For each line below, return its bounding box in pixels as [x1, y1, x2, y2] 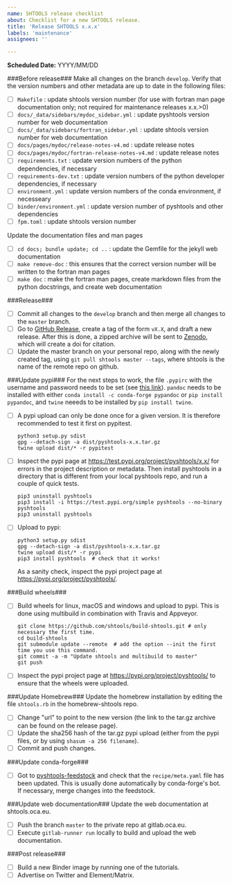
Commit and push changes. [17, 744, 96, 752]
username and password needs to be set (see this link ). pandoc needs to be [7, 383, 222, 392]
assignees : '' [7, 36, 48, 43]
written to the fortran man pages [17, 268, 110, 276]
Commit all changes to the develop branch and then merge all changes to [17, 309, 226, 317]
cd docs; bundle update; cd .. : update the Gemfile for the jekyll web [17, 244, 218, 253]
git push [17, 659, 43, 666]
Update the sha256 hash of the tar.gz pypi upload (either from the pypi [17, 728, 220, 737]
